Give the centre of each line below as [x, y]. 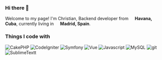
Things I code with [28, 36]
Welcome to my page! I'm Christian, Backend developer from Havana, [79, 19]
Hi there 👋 [17, 8]
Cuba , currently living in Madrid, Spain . [48, 24]
